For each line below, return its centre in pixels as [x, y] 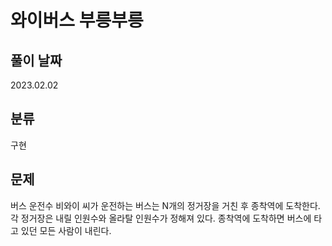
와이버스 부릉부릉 [77, 20]
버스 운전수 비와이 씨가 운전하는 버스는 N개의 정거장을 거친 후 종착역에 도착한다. [165, 205]
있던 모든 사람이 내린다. [66, 230]
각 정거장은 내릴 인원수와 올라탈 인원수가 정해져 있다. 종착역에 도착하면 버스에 [161, 218]
